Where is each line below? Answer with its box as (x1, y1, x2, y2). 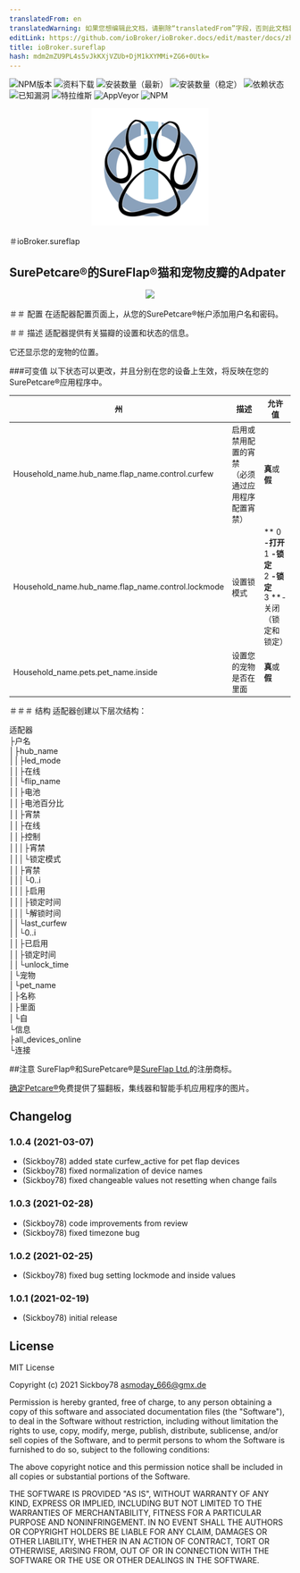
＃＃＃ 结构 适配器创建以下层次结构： (9, 705, 147, 715)
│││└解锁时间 (9, 908, 62, 918)
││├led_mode (9, 755, 61, 765)
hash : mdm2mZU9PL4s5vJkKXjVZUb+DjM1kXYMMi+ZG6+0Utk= (9, 52, 210, 62)
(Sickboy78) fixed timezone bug (21, 1227, 140, 1238)
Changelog (9, 1109, 72, 1124)
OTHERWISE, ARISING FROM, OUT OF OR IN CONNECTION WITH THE (9, 1545, 270, 1556)
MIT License (9, 1362, 55, 1373)
